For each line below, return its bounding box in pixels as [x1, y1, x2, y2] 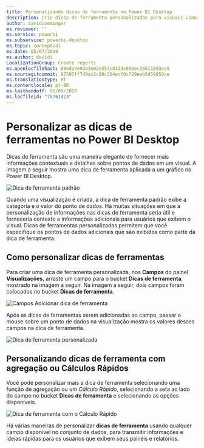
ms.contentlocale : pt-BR [6, 83, 69, 89]
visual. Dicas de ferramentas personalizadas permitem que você [6, 221, 168, 229]
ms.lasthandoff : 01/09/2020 [6, 88, 78, 94]
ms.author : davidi [6, 54, 53, 60]
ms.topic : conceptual [6, 43, 61, 49]
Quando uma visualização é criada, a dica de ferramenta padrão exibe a [6, 196, 187, 203]
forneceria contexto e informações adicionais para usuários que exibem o [6, 215, 191, 222]
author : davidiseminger [6, 20, 67, 26]
